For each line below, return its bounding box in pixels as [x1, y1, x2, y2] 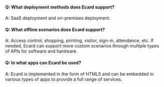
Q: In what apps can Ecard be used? [5, 60, 82, 65]
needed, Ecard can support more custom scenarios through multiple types [5, 43, 159, 49]
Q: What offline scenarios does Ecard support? [5, 26, 105, 32]
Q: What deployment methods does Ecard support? [5, 4, 115, 10]
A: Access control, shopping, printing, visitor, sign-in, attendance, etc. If [5, 37, 154, 43]
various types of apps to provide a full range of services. [5, 76, 122, 82]
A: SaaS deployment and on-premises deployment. [5, 15, 111, 21]
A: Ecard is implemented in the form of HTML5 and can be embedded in [5, 70, 154, 77]
